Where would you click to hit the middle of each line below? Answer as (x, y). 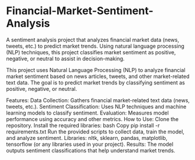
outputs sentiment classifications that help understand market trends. (91, 150)
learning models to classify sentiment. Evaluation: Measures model (87, 113)
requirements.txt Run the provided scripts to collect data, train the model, (95, 132)
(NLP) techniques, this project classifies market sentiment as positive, (91, 52)
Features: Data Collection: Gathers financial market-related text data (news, (98, 100)
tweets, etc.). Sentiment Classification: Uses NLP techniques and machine (96, 106)
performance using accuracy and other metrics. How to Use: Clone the (92, 119)
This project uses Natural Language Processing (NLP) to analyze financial (96, 70)
